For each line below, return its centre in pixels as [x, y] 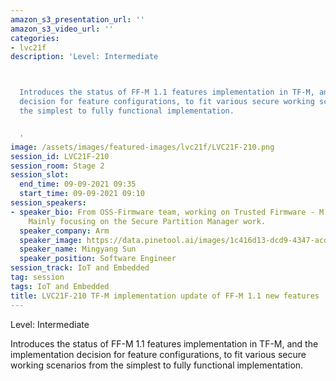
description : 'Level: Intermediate [84, 57]
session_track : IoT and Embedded [80, 268]
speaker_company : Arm [64, 231]
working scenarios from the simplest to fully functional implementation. [157, 365]
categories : [35, 38]
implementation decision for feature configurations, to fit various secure [158, 354]
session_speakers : [48, 203]
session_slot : [40, 175]
